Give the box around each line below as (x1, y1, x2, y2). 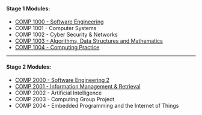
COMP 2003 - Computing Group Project (14, 96, 115, 103)
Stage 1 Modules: (6, 5, 50, 12)
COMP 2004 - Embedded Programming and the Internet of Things (14, 102, 179, 110)
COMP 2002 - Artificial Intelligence (14, 89, 102, 96)
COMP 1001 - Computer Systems (14, 25, 97, 32)
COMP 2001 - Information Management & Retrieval (14, 83, 141, 90)
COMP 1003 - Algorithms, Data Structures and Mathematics (14, 37, 164, 45)
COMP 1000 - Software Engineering (14, 18, 104, 25)
